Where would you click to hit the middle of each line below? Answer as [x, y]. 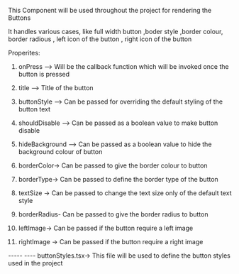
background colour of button [60, 152]
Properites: [24, 53]
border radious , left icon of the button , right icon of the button [100, 39]
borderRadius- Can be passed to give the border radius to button [113, 214]
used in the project [35, 263]
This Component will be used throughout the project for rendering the [110, 10]
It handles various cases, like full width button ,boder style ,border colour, [116, 32]
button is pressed [44, 74]
